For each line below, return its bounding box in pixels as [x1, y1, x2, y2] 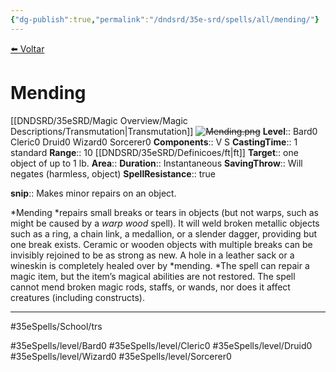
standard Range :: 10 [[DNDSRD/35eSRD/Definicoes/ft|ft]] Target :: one [10, 146, 299, 158]
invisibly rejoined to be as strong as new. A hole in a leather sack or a [10, 249, 295, 261]
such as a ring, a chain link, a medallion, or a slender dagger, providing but [10, 227, 318, 240]
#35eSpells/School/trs [10, 320, 103, 332]
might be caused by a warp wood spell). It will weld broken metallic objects [10, 217, 320, 229]
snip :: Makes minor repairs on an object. [10, 187, 177, 199]
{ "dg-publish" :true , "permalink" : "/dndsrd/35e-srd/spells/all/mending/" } [10, 14, 320, 25]
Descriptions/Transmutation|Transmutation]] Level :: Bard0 [10, 125, 318, 137]
